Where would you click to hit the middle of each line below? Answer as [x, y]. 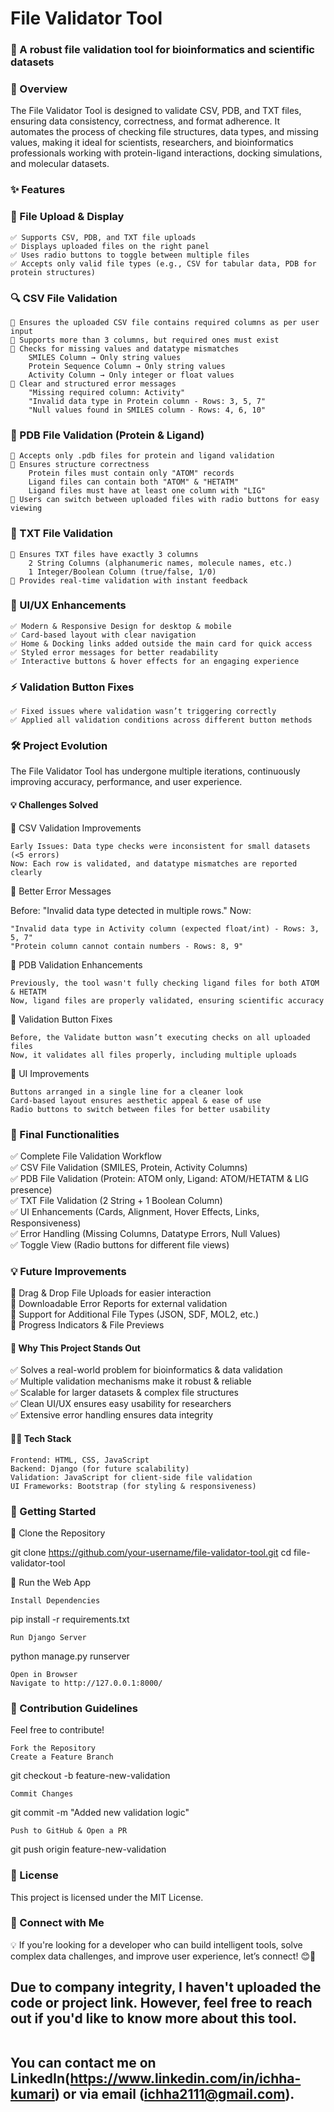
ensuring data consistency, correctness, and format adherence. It [145, 121]
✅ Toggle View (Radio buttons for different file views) [120, 1244]
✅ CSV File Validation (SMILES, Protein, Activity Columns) [129, 1167]
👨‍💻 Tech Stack [41, 1438]
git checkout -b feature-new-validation [90, 1776]
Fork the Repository [53, 1748]
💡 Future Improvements [68, 1271]
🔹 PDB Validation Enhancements [76, 964]
